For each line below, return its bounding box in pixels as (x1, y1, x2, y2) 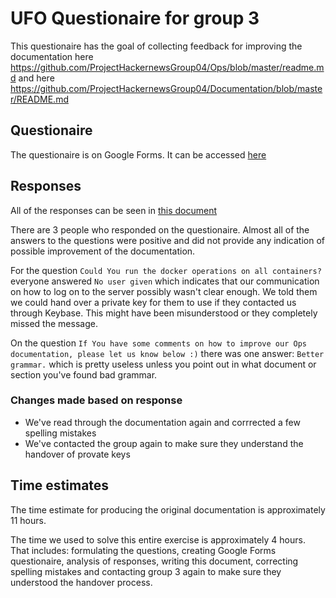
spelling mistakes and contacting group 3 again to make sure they (10, 565, 282, 577)
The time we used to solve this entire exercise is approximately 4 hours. (10, 533, 306, 546)
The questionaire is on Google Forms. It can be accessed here (10, 148, 267, 161)
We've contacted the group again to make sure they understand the (24, 437, 304, 449)
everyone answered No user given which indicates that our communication (10, 275, 320, 287)
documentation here (10, 50, 94, 62)
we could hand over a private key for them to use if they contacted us (10, 296, 297, 308)
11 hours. (10, 514, 47, 526)
